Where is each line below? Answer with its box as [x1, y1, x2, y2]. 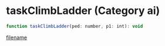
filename [6, 34, 28, 41]
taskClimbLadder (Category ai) [6, 4, 160, 17]
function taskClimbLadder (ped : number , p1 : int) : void [6, 23, 143, 29]
